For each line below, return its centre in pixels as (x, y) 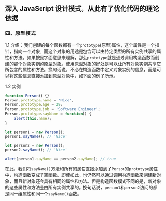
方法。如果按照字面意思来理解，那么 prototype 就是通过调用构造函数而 (84, 57)
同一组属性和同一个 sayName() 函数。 (45, 194)
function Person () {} (27, 96)
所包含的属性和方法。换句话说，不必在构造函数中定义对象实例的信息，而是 (81, 69)
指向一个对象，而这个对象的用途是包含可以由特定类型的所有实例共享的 (85, 51)
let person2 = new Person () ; (35, 145)
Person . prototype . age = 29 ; (34, 105)
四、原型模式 (21, 33)
